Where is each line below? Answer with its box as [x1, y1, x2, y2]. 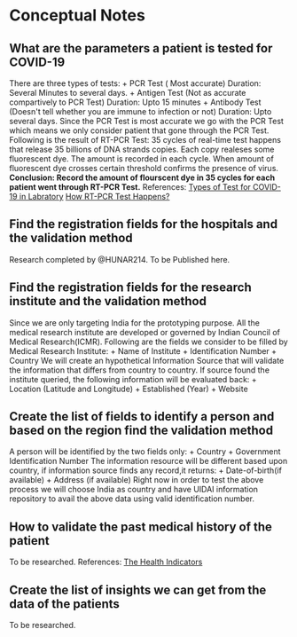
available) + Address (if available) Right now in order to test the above [9, 475, 264, 485]
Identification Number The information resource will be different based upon [9, 456, 288, 467]
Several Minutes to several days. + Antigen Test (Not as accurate [9, 88, 246, 98]
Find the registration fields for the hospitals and [9, 216, 277, 232]
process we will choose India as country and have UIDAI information [9, 484, 259, 495]
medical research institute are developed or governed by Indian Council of [9, 326, 281, 337]
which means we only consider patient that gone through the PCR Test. [9, 125, 270, 136]
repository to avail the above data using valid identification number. [9, 493, 255, 504]
